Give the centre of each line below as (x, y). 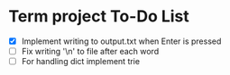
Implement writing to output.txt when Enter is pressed (121, 41)
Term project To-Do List (99, 17)
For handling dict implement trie (81, 62)
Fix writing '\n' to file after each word (90, 51)
